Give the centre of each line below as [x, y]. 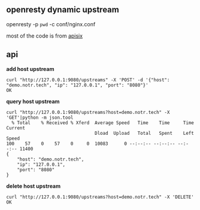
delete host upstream [34, 186]
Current [16, 128]
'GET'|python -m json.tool [40, 118]
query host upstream [33, 101]
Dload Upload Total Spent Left [145, 133]
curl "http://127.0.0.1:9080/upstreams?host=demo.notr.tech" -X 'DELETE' [100, 197]
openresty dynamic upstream [63, 10]
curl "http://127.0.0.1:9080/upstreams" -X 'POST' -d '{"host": [88, 80]
